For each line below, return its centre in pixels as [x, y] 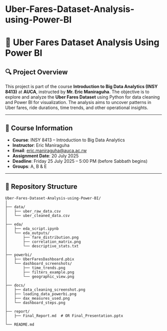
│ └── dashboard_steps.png [35, 303]
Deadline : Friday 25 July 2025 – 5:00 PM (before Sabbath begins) [80, 161]
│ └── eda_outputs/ [28, 233]
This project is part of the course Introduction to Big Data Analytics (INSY [82, 87]
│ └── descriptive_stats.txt [42, 246]
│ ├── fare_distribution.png [42, 237]
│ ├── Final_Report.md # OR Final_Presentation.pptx [64, 316]
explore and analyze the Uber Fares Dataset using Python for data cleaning [83, 97]
